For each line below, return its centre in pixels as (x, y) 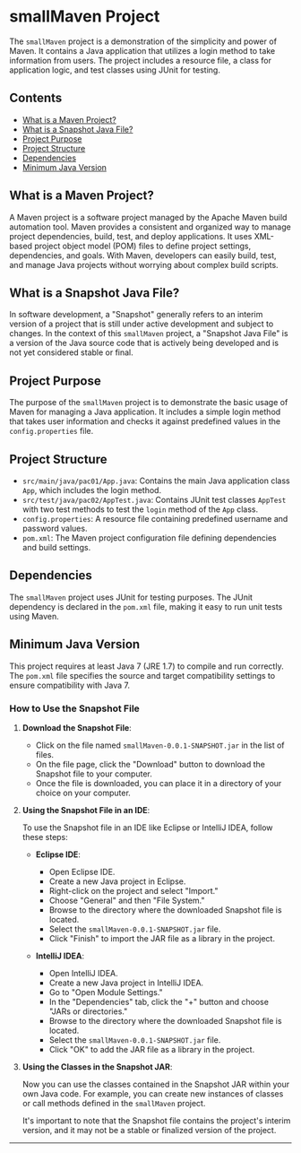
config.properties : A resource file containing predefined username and (155, 519)
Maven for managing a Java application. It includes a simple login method (145, 412)
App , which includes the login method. (92, 490)
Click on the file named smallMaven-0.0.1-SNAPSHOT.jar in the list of (160, 745)
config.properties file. (52, 431)
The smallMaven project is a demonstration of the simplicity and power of (143, 41)
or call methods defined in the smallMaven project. (114, 1103)
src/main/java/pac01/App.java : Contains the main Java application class (156, 481)
